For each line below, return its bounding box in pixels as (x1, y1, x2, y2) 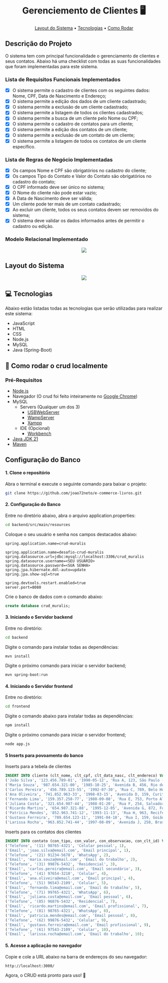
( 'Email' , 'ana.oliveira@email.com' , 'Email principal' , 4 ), (5, 876, 135, 881)
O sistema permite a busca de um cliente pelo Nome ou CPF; (12, 115, 138, 121)
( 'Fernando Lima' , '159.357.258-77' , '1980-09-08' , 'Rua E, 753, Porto (5, 796, 157, 802)
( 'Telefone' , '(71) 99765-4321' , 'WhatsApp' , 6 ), (5, 890, 111, 895)
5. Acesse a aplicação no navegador (5, 942, 82, 948)
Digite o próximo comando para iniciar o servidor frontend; (5, 732, 126, 738)
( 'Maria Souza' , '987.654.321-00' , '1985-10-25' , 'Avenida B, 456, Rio (5, 783, 157, 788)
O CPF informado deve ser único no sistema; (12, 184, 105, 190)
